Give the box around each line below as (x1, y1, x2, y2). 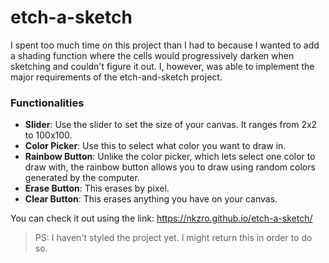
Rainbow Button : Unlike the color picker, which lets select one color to (24, 151, 316, 163)
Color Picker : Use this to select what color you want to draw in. (24, 140, 287, 152)
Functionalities (10, 96, 85, 110)
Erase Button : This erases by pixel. (24, 182, 170, 195)
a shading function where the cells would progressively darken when (10, 49, 295, 61)
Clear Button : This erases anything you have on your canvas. (24, 193, 278, 205)
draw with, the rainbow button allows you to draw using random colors (24, 161, 316, 173)
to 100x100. (24, 129, 73, 141)
